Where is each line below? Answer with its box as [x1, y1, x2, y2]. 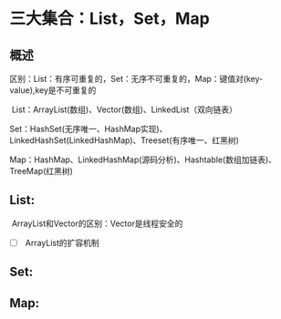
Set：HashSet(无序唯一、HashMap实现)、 [9, 124, 168, 134]
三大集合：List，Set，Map [9, 8, 210, 29]
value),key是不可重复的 [9, 85, 97, 96]
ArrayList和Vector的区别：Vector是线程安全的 [11, 218, 183, 229]
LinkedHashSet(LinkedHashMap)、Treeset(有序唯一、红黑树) [9, 135, 240, 146]
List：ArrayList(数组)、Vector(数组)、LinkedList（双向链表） [11, 104, 238, 115]
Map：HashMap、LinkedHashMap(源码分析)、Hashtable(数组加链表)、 [9, 154, 276, 165]
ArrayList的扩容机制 [25, 237, 100, 248]
